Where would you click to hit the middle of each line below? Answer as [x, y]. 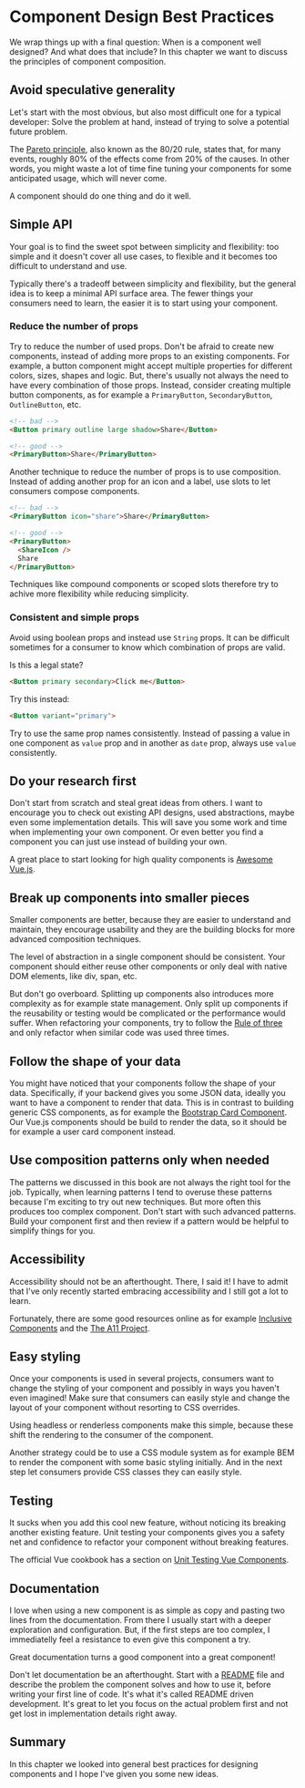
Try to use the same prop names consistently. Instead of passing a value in [150, 733]
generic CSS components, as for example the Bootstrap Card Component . [148, 1112]
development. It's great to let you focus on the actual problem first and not [149, 1704]
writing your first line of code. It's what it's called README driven [132, 1694]
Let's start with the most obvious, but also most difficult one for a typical [145, 112]
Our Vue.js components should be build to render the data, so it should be [148, 1121]
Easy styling [45, 1356]
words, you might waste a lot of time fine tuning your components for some [151, 168]
